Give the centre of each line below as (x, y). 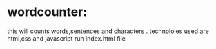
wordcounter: (47, 12)
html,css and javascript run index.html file (66, 38)
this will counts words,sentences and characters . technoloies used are (108, 31)
